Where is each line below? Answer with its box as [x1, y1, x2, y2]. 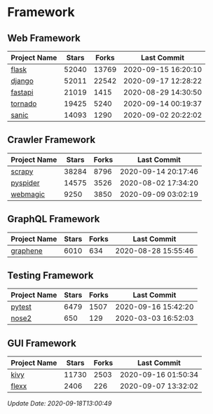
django [11, 76, 34, 85]
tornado [11, 99, 37, 109]
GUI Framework [7, 337, 77, 349]
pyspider [11, 178, 40, 188]
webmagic [11, 189, 46, 199]
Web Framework [7, 32, 81, 44]
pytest [11, 302, 32, 312]
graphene [11, 246, 43, 256]
